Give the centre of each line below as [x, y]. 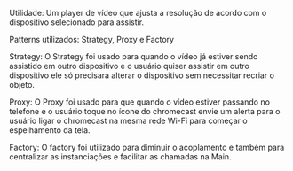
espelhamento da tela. [50, 130]
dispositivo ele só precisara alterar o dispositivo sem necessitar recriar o [142, 75]
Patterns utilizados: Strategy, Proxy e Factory [92, 39]
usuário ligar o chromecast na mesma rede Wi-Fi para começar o [128, 120]
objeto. [22, 85]
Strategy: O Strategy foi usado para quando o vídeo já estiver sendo [134, 56]
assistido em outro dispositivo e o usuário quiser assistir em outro [130, 66]
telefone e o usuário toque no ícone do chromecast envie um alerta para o [145, 111]
